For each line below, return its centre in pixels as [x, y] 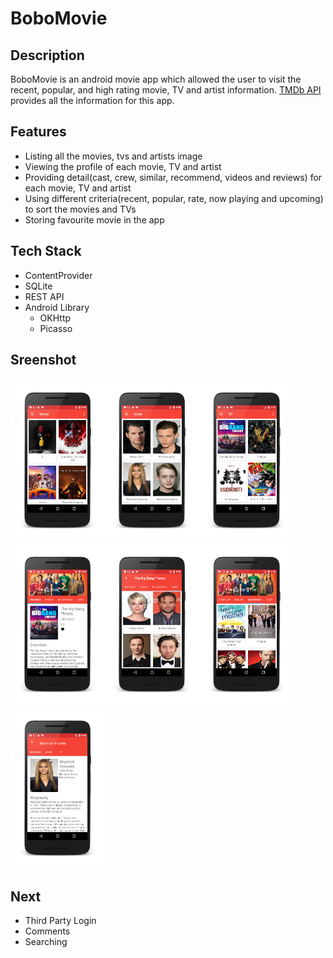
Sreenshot [43, 360]
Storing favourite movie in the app [94, 219]
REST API [44, 296]
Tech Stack [46, 251]
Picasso [56, 328]
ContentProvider [58, 275]
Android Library [57, 307]
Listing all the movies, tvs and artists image [113, 156]
